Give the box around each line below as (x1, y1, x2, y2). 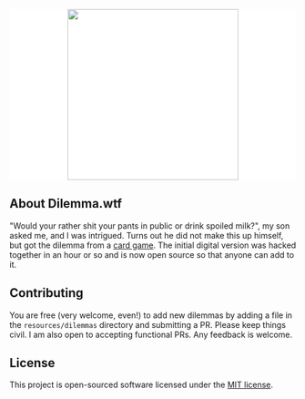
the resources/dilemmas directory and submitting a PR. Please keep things (9, 319, 287, 330)
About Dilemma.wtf (9, 196, 123, 211)
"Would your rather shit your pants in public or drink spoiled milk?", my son (9, 220, 290, 231)
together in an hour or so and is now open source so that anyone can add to (9, 249, 294, 260)
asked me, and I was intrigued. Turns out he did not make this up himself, (9, 230, 284, 240)
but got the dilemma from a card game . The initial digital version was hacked (9, 240, 297, 251)
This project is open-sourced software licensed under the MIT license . (9, 379, 274, 391)
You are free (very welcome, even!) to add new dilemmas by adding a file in (9, 310, 293, 321)
